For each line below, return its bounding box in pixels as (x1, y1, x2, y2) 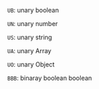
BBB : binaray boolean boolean (7, 74, 93, 82)
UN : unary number (7, 20, 58, 27)
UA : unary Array (7, 47, 51, 55)
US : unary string (7, 33, 53, 41)
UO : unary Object (7, 60, 55, 69)
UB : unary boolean (7, 6, 60, 14)
